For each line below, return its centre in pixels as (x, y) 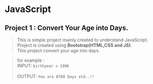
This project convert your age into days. (58, 51)
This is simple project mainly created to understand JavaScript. (83, 40)
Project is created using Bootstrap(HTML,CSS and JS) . (74, 45)
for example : (31, 60)
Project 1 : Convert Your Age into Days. (67, 28)
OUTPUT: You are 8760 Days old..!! (56, 76)
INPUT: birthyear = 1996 (43, 66)
